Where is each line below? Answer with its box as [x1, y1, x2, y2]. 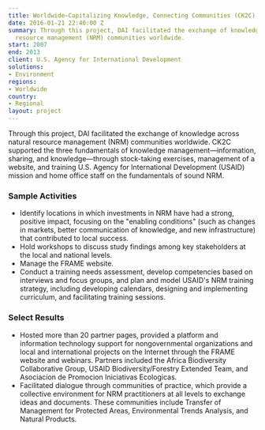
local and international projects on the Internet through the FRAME [19, 347, 235, 356]
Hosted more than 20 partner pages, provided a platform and [19, 330, 218, 340]
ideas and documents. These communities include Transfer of [19, 397, 222, 407]
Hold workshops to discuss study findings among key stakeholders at [19, 242, 246, 251]
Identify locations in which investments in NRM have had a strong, [19, 209, 234, 218]
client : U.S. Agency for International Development [8, 56, 181, 64]
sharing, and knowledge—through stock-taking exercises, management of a [8, 154, 255, 163]
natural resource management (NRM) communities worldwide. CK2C [8, 138, 231, 146]
